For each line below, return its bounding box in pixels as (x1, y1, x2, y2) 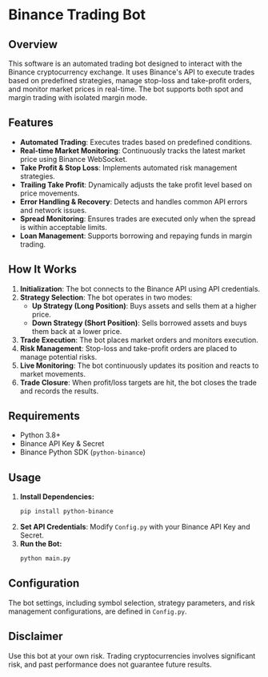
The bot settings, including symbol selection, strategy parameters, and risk (8, 598, 255, 607)
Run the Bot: (19, 539, 62, 549)
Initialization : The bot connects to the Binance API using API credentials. (19, 284, 261, 293)
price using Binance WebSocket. (19, 154, 128, 163)
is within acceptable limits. (19, 222, 108, 232)
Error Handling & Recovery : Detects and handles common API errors (19, 196, 248, 206)
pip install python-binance (19, 507, 114, 516)
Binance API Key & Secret (19, 439, 105, 449)
